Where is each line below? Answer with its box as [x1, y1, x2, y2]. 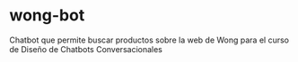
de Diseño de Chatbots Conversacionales [9, 43, 163, 54]
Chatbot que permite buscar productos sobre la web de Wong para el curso [9, 35, 290, 45]
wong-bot [9, 5, 85, 26]
